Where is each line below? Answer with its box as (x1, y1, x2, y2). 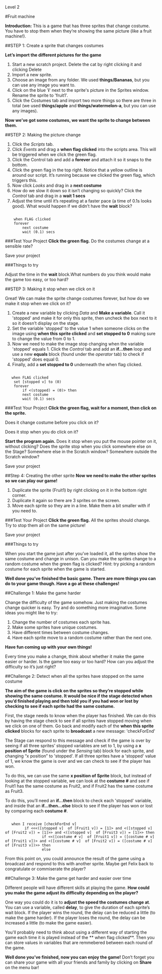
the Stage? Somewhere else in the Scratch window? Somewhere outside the (5, 449, 157, 454)
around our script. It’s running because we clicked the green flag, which (12, 172, 156, 178)
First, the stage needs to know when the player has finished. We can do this (5, 713, 156, 718)
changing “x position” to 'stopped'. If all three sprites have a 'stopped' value (5, 753, 156, 759)
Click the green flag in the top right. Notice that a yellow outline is (12, 167, 143, 173)
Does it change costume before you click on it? (5, 420, 99, 425)
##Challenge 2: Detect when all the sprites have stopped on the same (5, 673, 144, 679)
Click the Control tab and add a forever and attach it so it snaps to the (12, 157, 152, 162)
